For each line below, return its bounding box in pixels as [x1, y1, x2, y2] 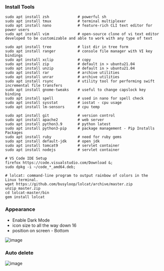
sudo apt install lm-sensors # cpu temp [5, 104, 100, 110]
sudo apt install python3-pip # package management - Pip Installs [5, 126, 155, 131]
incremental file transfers [5, 83, 63, 88]
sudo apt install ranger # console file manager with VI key [5, 49, 153, 54]
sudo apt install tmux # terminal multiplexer [5, 19, 126, 24]
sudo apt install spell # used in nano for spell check [5, 96, 144, 101]
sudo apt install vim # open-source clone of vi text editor [5, 32, 160, 37]
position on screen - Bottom [12, 227, 69, 233]
